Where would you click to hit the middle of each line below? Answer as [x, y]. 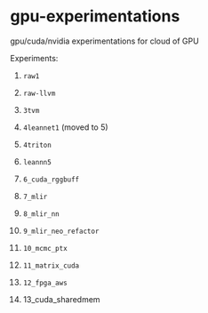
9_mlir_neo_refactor [61, 231]
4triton [37, 145]
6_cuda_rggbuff [51, 180]
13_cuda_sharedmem [61, 299]
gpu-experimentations [95, 16]
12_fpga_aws [45, 283]
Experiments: [34, 58]
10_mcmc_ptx [45, 248]
